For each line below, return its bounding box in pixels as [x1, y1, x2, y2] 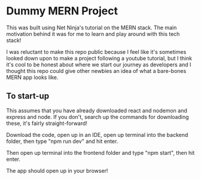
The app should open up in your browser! [6, 167, 108, 174]
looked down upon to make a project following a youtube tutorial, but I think [6, 54, 193, 62]
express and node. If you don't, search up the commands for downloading [6, 113, 189, 120]
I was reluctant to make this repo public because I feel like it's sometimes [6, 48, 187, 55]
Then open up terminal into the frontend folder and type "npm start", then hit [6, 149, 195, 156]
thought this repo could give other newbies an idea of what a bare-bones [6, 67, 187, 74]
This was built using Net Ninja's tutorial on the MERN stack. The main [6, 24, 177, 31]
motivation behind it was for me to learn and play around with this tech [6, 30, 180, 37]
